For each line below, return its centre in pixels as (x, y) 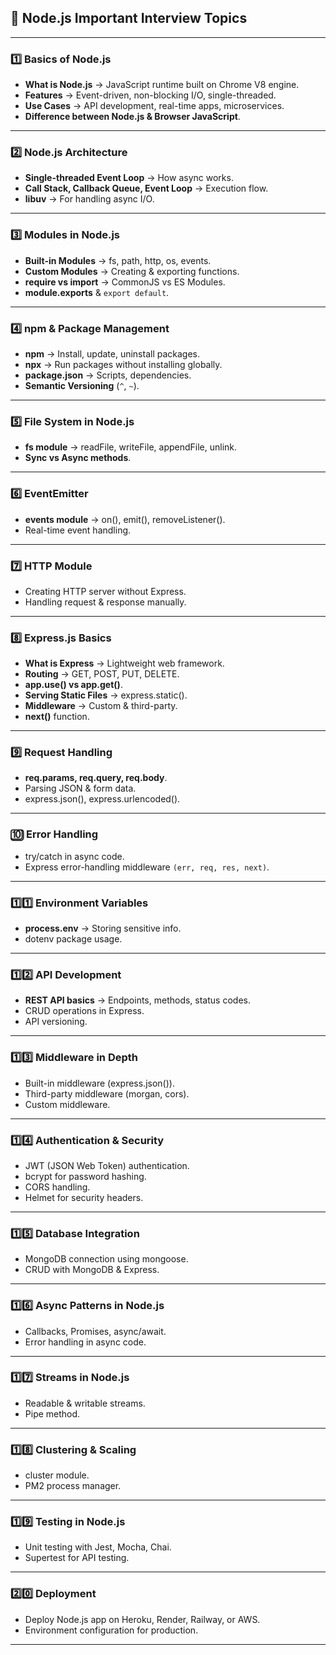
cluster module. (57, 1475)
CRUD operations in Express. (84, 1011)
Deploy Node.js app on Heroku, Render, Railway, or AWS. (142, 1619)
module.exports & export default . (97, 292)
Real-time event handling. (78, 530)
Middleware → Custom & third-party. (101, 706)
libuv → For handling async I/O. (89, 199)
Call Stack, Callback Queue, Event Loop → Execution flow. (146, 188)
